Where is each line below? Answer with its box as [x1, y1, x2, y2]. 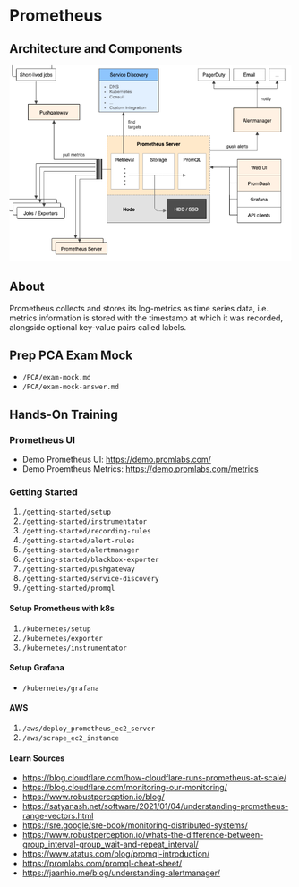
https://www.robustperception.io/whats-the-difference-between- [21, 830, 264, 840]
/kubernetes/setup [21, 624, 91, 634]
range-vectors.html [21, 811, 94, 822]
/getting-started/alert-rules [21, 536, 136, 546]
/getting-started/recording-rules [21, 527, 151, 536]
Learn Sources [9, 753, 65, 763]
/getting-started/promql [21, 584, 115, 593]
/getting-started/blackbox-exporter [21, 556, 159, 565]
